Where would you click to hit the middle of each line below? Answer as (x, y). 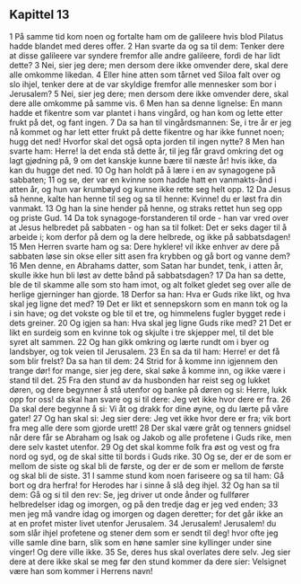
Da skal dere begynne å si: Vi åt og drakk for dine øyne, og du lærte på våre (149, 409)
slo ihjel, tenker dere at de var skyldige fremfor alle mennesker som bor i (143, 84)
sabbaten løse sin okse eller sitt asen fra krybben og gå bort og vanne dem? (150, 256)
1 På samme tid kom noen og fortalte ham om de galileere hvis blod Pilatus (146, 36)
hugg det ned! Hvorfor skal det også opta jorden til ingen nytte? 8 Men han (147, 141)
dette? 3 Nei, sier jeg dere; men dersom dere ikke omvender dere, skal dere (149, 65)
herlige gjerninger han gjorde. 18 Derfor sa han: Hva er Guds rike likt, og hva (150, 294)
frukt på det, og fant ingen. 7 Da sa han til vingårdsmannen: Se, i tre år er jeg (150, 122)
